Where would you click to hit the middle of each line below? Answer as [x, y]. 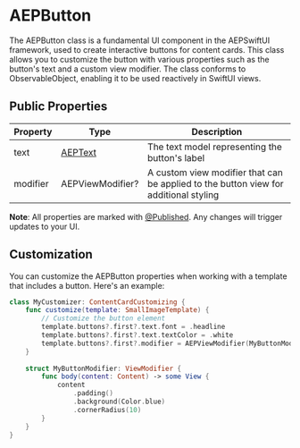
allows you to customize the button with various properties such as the [139, 59]
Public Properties [58, 107]
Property [33, 131]
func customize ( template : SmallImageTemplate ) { [117, 310]
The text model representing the [215, 147]
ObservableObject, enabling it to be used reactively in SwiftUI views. [135, 78]
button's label [176, 157]
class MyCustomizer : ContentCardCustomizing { [97, 302]
